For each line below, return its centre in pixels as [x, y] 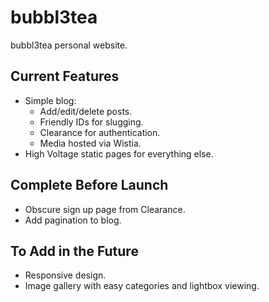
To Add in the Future [74, 251]
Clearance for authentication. [100, 132]
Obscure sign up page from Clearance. [105, 209]
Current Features [65, 76]
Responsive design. [65, 275]
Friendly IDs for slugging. [91, 122]
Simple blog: [50, 100]
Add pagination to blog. [73, 220]
